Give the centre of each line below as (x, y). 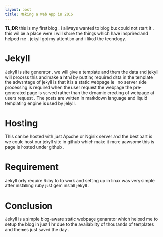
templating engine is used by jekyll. (41, 103)
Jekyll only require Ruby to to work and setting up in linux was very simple (80, 181)
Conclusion (29, 205)
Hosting (22, 123)
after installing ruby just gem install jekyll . (47, 186)
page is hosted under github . (35, 147)
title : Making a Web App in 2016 (39, 14)
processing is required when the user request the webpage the (69, 88)
